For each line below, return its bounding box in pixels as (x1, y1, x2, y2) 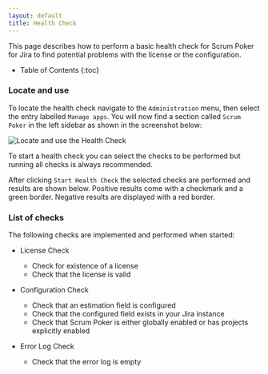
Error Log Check (19, 341, 74, 352)
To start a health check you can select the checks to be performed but (8, 151, 241, 161)
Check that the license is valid (31, 269, 131, 280)
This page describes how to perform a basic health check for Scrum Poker (8, 41, 254, 50)
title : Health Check (8, 19, 78, 27)
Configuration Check (19, 285, 90, 295)
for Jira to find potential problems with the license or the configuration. (8, 50, 242, 59)
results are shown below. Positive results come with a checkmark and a (8, 183, 244, 193)
